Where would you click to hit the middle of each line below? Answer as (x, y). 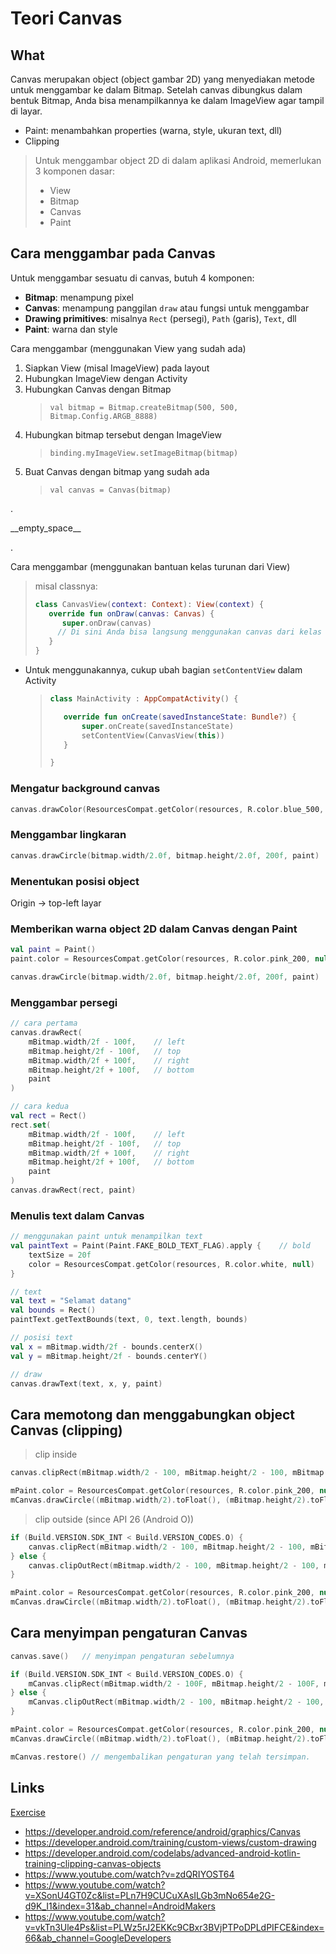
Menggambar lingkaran (68, 835)
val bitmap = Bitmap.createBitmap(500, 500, (144, 407)
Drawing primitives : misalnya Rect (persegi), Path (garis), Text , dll (160, 318)
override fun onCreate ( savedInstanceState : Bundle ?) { (180, 717)
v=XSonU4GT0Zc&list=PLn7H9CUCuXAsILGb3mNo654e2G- (150, 1895)
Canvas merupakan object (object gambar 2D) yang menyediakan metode (162, 79)
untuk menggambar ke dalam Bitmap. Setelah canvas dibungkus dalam (156, 90)
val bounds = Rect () (53, 1310)
